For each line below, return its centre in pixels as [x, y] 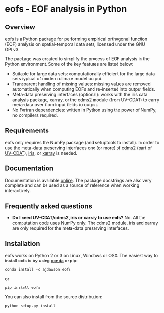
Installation [23, 244]
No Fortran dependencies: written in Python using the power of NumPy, [84, 110]
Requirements [27, 131]
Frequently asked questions [48, 206]
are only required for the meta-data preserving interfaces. [70, 228]
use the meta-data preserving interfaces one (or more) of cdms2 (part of [79, 148]
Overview [20, 27]
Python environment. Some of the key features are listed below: [69, 64]
